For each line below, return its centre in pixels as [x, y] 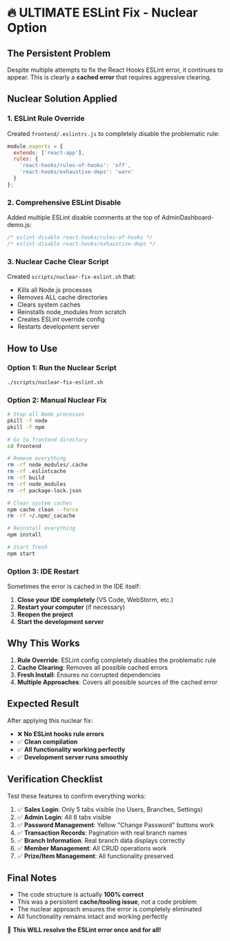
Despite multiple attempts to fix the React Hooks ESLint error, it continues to [115, 70]
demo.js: [20, 225]
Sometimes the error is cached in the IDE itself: [74, 586]
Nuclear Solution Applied [62, 99]
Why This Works [44, 643]
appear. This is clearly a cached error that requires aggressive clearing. [109, 77]
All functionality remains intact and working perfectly [92, 917]
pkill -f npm [26, 427]
